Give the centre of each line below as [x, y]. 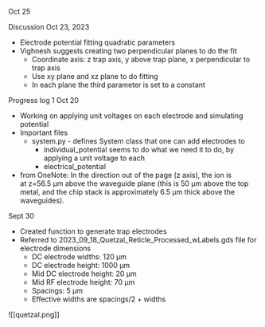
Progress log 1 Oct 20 [44, 100]
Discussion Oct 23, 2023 [49, 27]
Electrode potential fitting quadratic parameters [97, 42]
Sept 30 [21, 216]
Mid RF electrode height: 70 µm [83, 282]
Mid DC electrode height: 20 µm [84, 274]
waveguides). [42, 200]
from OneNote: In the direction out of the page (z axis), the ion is [126, 175]
